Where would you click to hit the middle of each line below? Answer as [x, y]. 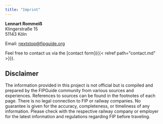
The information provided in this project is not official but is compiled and [79, 85]
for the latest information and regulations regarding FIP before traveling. [78, 117]
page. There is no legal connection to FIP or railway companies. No [73, 101]
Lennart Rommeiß [24, 24]
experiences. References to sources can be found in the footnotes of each [80, 96]
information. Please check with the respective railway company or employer [82, 111]
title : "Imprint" [23, 10]
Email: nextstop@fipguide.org [35, 43]
